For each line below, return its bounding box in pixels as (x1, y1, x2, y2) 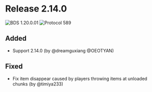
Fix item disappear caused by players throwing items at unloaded (12, 75, 147, 81)
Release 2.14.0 (5, 3, 67, 15)
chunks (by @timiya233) (12, 81, 64, 87)
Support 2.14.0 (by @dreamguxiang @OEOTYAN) (12, 47, 114, 53)
